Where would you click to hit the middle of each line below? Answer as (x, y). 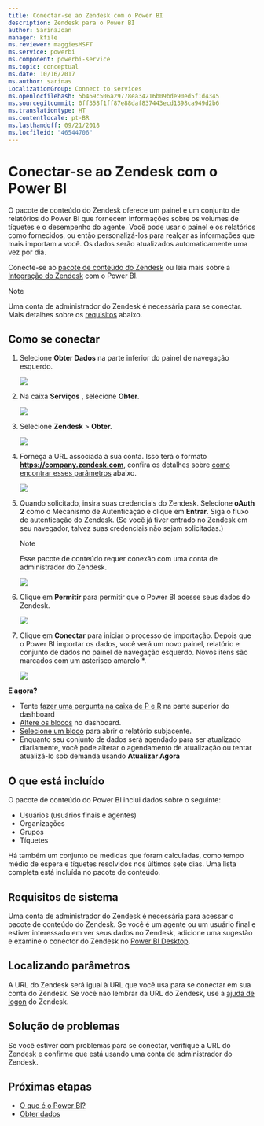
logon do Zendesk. (38, 1002)
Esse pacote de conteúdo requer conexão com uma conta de (119, 559)
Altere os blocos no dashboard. (70, 723)
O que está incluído (56, 781)
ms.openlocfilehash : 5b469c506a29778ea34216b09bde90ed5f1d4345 (114, 96)
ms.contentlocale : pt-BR (49, 118)
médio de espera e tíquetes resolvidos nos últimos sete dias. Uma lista (123, 864)
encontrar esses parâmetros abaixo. (78, 473)
